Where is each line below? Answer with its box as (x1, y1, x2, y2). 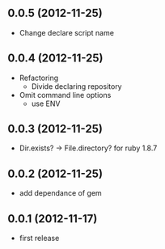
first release (19, 234, 60, 243)
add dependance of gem (19, 188, 102, 198)
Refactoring (19, 73, 59, 82)
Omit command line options (19, 90, 112, 99)
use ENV (31, 99, 61, 108)
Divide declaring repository (31, 81, 122, 91)
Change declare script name (19, 27, 115, 37)
